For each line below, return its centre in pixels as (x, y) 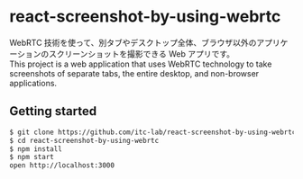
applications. (33, 83)
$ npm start (32, 157)
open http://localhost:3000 (62, 166)
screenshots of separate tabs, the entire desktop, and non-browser (134, 73)
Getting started (53, 111)
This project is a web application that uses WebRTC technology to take (141, 64)
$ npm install (36, 149)
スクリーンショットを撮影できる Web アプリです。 (142, 54)
